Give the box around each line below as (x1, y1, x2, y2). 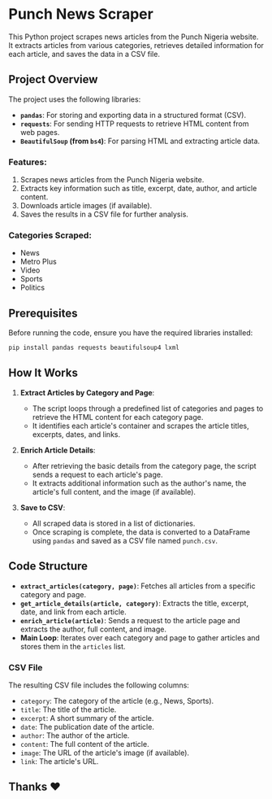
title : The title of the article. (19, 705, 117, 714)
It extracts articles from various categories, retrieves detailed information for (8, 40, 264, 50)
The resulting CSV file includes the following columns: (8, 680, 189, 690)
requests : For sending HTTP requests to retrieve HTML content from (19, 119, 249, 129)
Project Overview (8, 72, 98, 86)
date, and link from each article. (19, 607, 127, 617)
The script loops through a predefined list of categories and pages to (32, 404, 264, 413)
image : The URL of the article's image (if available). (19, 748, 189, 758)
